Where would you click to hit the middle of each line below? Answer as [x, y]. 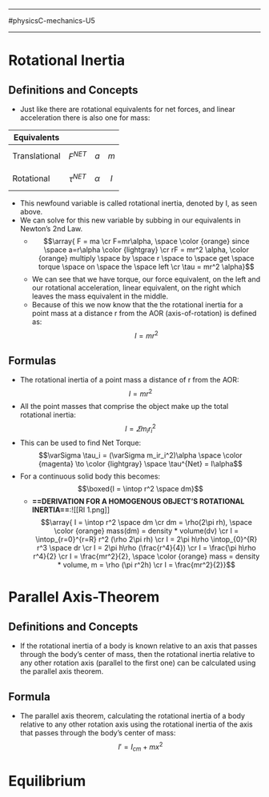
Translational [37, 155]
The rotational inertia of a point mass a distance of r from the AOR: [129, 380]
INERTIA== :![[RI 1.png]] [71, 510]
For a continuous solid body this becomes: [90, 476]
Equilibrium [47, 781]
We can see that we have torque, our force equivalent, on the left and [146, 279]
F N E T [78, 156]
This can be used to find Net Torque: [80, 443]
